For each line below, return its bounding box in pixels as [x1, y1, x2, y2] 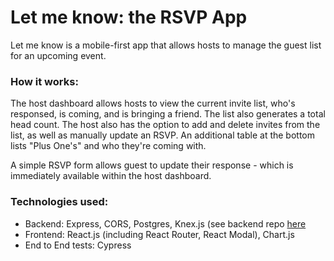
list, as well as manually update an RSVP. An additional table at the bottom [10, 129, 316, 141]
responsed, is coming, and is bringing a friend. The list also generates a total [10, 108, 326, 120]
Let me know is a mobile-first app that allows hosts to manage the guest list [10, 39, 322, 51]
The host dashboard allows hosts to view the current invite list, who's [10, 97, 296, 110]
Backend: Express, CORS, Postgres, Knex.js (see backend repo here [24, 217, 307, 230]
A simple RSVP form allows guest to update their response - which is [10, 159, 294, 171]
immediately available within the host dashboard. [10, 170, 212, 182]
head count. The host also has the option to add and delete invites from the [10, 119, 321, 131]
